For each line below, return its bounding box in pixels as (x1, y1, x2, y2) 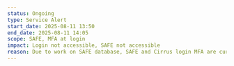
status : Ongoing (7, 10, 54, 17)
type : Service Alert (7, 16, 68, 23)
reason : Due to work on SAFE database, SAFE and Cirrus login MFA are (7, 49, 217, 56)
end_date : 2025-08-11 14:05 (7, 29, 89, 36)
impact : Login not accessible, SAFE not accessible (7, 42, 160, 49)
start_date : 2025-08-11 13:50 (7, 23, 95, 30)
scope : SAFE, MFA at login (7, 36, 86, 43)
